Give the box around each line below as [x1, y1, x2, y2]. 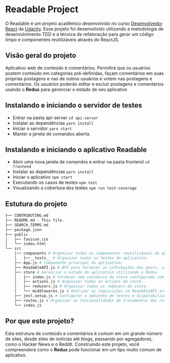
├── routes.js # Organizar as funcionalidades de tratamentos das [14, 298, 157, 303]
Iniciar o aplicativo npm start [12, 174, 72, 180]
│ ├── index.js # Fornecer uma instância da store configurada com [14, 274, 164, 280]
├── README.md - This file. [5, 218, 65, 223]
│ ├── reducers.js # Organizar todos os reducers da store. [14, 284, 148, 289]
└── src [5, 246, 22, 251]
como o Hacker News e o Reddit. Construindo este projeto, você [5, 341, 140, 347]
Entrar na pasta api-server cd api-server [12, 114, 99, 120]
